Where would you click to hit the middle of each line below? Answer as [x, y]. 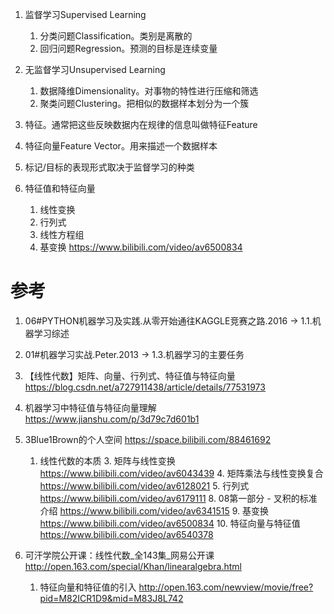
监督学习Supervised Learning [85, 14]
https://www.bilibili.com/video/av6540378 [126, 534]
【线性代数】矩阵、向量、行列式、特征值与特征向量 [130, 375]
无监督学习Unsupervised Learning [95, 69]
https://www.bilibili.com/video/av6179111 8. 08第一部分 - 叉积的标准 [178, 498]
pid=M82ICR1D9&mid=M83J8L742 [111, 598]
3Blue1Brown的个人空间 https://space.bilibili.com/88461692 [148, 439]
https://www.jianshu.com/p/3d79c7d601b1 [112, 419]
